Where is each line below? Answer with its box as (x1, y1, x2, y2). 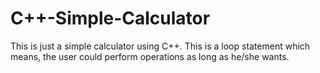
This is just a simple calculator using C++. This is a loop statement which (10, 40, 311, 52)
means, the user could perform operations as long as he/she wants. (10, 50, 290, 62)
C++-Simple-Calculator (10, 7, 211, 30)
